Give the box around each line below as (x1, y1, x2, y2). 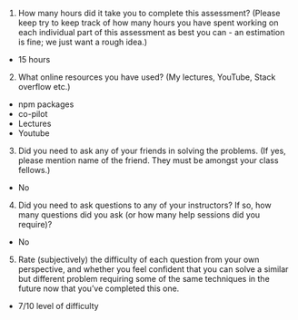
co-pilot (17, 109, 48, 119)
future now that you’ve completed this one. (17, 283, 180, 294)
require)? (17, 219, 53, 229)
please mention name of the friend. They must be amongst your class (17, 155, 279, 166)
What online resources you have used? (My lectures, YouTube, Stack (17, 72, 276, 82)
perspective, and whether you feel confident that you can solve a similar (17, 264, 289, 275)
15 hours (17, 54, 51, 64)
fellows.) (17, 165, 51, 175)
